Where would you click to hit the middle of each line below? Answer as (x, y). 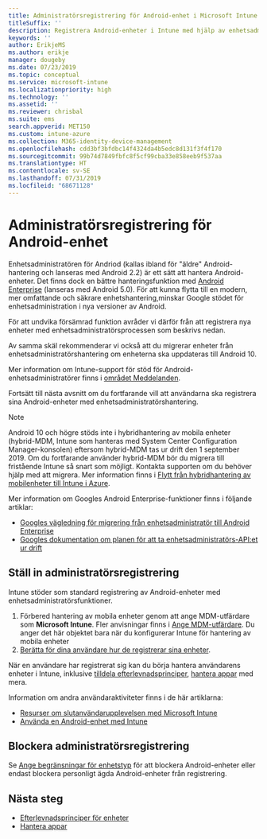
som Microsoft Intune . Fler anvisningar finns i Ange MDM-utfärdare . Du (137, 624)
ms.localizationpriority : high (60, 89)
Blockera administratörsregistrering (99, 746)
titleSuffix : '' (35, 23)
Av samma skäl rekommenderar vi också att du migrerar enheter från (121, 345)
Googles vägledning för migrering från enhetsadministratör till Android (135, 522)
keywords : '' (30, 38)
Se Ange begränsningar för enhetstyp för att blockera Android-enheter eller (132, 765)
